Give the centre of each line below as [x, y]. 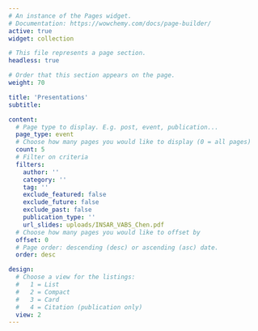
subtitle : [25, 105]
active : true [30, 31]
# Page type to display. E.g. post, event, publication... [117, 127]
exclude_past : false [57, 210]
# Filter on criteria [52, 157]
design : [21, 269]
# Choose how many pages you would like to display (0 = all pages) [133, 142]
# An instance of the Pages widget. [70, 16]
